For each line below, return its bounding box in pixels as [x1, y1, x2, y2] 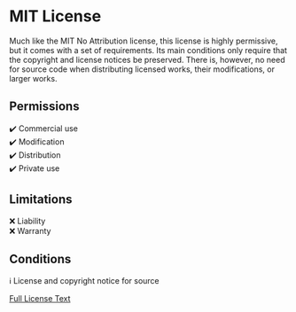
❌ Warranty [9, 225, 51, 236]
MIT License [9, 6, 102, 27]
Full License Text [9, 293, 71, 304]
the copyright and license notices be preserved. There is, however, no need [9, 54, 285, 65]
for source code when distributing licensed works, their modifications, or [9, 64, 275, 74]
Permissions [9, 99, 80, 114]
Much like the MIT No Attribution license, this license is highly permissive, [9, 35, 278, 46]
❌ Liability [9, 215, 46, 226]
